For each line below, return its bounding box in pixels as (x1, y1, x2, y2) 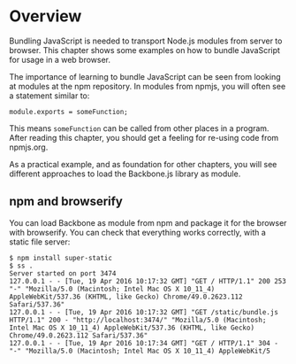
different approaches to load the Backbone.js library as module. (9, 168, 241, 179)
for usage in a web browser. (9, 54, 111, 65)
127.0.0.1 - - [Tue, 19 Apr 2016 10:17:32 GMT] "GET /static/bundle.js (9, 307, 278, 316)
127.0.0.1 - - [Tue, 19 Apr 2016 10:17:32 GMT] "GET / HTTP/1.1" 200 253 (9, 276, 287, 285)
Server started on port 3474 (9, 268, 117, 278)
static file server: (9, 236, 71, 247)
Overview (9, 6, 82, 27)
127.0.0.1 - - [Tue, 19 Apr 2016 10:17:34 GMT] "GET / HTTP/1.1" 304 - (9, 338, 278, 347)
